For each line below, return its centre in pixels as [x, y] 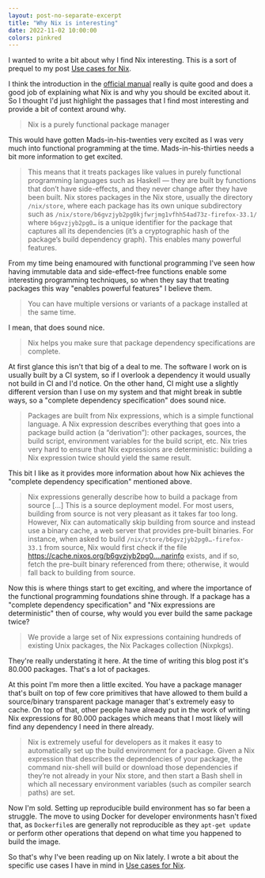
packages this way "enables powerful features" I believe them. [110, 288]
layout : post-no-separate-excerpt [65, 15]
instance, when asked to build [76, 539]
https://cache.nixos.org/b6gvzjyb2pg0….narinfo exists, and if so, [133, 556]
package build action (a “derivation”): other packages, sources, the [137, 433]
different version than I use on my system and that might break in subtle [125, 392]
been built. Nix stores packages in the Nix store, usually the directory [140, 197]
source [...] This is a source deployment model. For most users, [131, 506]
